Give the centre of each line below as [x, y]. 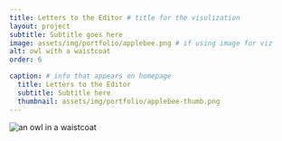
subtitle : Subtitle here [64, 93]
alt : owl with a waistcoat [60, 52]
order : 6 [26, 60]
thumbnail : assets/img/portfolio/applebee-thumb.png [119, 101]
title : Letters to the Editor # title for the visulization [125, 18]
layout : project [40, 26]
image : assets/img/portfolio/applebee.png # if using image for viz [141, 43]
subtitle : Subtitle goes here [66, 34]
